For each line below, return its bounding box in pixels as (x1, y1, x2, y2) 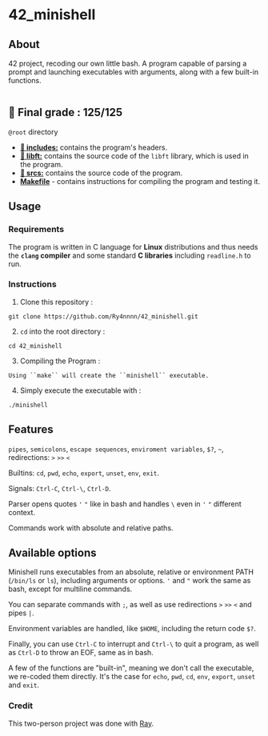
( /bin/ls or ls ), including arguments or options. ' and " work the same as (8, 576, 251, 586)
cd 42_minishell (8, 342, 62, 350)
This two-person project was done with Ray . (8, 718, 154, 728)
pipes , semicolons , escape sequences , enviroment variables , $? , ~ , (8, 444, 224, 454)
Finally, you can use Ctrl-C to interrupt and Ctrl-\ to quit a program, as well (8, 639, 259, 649)
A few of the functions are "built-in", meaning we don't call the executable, (8, 663, 254, 673)
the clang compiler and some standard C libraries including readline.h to (8, 250, 251, 260)
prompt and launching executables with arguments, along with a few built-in (8, 67, 258, 77)
